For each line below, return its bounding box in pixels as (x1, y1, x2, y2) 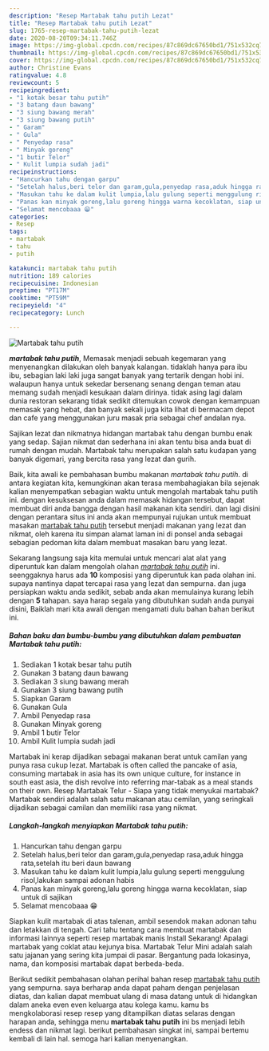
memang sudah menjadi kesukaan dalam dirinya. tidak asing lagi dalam (9, 387, 243, 397)
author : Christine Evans (9, 64, 92, 72)
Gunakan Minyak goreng (20, 719, 102, 728)
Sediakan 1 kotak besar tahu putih (20, 660, 133, 669)
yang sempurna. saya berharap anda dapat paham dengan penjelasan (9, 982, 240, 993)
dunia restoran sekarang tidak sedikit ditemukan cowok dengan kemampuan (9, 395, 260, 405)
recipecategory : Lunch (9, 309, 85, 317)
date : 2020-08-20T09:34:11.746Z (9, 34, 117, 42)
